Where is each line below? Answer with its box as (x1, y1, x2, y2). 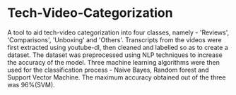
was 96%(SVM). (7, 80, 55, 89)
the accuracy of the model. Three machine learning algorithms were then (7, 58, 220, 66)
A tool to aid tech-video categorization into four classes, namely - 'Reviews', (7, 28, 230, 37)
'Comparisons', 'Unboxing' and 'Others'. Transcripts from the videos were (7, 35, 222, 44)
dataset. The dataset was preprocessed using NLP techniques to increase (7, 51, 223, 59)
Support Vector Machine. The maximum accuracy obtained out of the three (7, 72, 226, 82)
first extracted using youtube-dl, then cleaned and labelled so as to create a (7, 43, 228, 51)
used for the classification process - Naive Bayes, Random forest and (7, 65, 210, 74)
